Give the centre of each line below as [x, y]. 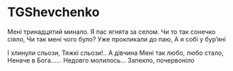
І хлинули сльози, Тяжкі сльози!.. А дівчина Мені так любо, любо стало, [116, 53]
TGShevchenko [53, 12]
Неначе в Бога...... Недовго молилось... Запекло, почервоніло [101, 60]
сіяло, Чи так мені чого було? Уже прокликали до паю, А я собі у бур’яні [117, 39]
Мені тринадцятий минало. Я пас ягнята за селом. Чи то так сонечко [112, 32]
